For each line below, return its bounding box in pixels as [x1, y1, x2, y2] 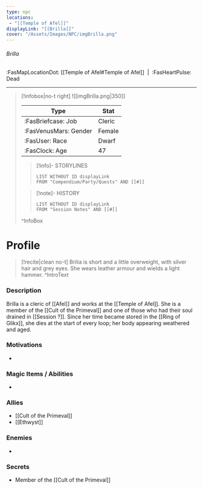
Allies [6, 398, 24, 407]
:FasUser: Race [24, 137, 68, 145]
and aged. [6, 326, 31, 333]
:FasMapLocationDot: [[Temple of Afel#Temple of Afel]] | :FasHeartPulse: [6, 69, 192, 76]
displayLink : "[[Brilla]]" [6, 25, 74, 32]
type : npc [6, 8, 31, 15]
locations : [6, 15, 34, 21]
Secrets [6, 462, 30, 471]
